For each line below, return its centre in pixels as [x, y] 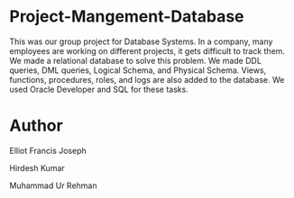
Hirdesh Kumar [37, 167]
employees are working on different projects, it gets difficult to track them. [147, 50]
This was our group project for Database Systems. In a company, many [141, 41]
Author [36, 126]
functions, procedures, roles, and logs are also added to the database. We [147, 79]
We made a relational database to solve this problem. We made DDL [135, 60]
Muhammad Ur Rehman [53, 185]
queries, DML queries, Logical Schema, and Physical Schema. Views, [138, 70]
